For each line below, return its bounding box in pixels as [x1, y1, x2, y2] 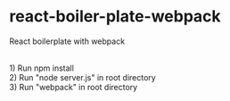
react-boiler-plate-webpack [9, 6, 221, 27]
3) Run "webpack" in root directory [9, 81, 138, 92]
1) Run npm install [9, 63, 74, 73]
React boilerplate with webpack [9, 36, 126, 46]
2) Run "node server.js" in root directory [9, 72, 156, 82]
